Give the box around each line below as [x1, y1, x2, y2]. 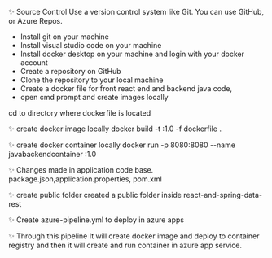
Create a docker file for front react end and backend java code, [20, 84, 233, 93]
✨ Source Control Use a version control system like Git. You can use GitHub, [8, 7, 265, 16]
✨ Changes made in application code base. [8, 165, 154, 174]
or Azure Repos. [8, 16, 63, 25]
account [20, 58, 49, 68]
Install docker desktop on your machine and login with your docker [20, 49, 245, 59]
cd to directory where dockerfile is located [8, 108, 151, 117]
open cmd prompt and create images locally [20, 93, 169, 102]
